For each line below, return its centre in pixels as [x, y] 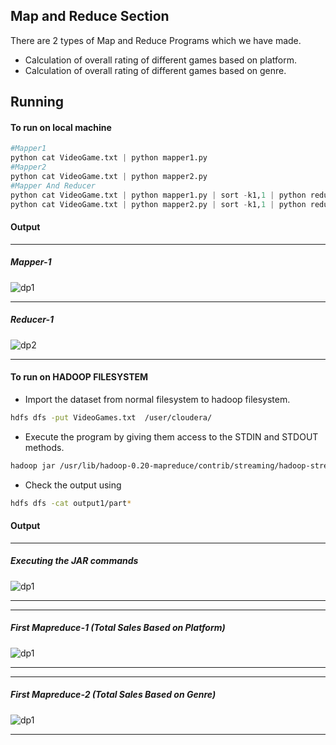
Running [37, 102]
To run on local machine [61, 127]
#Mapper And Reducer [53, 185]
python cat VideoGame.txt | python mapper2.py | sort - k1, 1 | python [158, 204]
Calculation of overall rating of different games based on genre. [155, 70]
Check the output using [73, 485]
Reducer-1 [32, 320]
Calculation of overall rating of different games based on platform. [161, 60]
